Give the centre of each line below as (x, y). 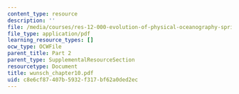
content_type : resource (43, 14)
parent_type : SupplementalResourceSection (71, 60)
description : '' (31, 20)
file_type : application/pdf (49, 34)
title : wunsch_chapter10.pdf (51, 73)
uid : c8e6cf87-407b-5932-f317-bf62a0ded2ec (73, 80)
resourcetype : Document (43, 66)
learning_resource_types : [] (51, 40)
